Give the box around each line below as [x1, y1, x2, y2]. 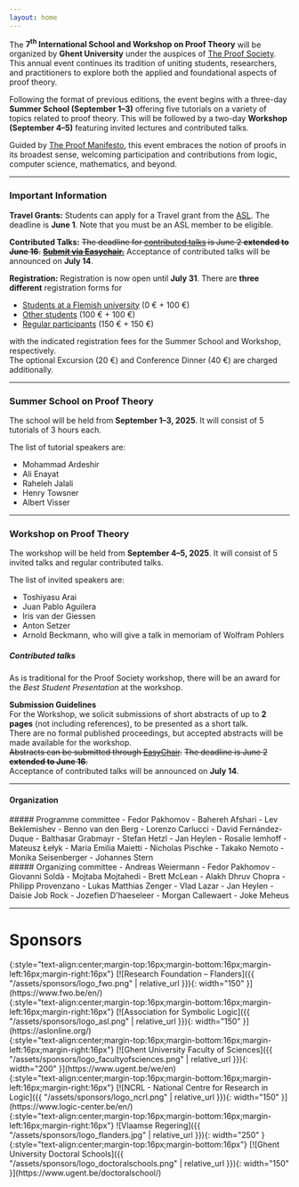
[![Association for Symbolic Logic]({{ [116, 1007, 251, 1018]
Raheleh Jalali [21, 478, 74, 489]
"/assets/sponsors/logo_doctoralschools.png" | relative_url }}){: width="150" [9, 1158, 289, 1169]
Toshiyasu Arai [21, 592, 77, 603]
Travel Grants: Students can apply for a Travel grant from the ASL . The [9, 210, 270, 220]
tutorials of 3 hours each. [9, 425, 102, 435]
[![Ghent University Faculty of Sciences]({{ [116, 1044, 273, 1055]
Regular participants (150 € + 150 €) [21, 318, 154, 329]
